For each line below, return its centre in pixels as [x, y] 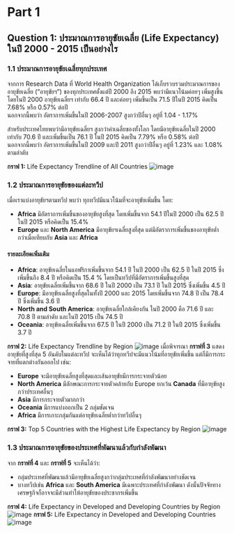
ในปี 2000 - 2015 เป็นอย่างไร [63, 48]
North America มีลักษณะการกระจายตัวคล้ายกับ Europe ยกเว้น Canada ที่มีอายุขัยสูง [121, 384]
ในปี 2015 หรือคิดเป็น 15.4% [53, 222]
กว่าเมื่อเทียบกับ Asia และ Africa [57, 238]
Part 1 [24, 12]
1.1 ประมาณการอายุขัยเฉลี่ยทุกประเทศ [57, 68]
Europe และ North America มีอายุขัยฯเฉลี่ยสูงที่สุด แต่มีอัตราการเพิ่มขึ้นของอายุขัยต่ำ [118, 230]
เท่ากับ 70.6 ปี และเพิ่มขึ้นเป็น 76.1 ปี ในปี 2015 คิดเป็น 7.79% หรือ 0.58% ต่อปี [103, 137]
